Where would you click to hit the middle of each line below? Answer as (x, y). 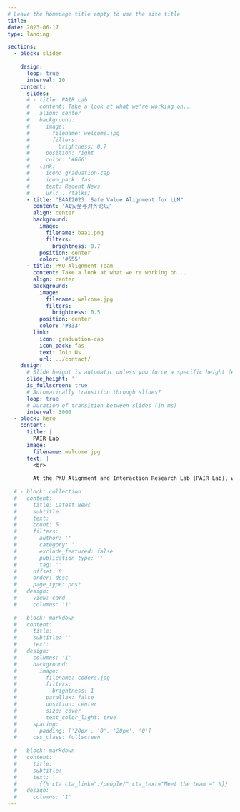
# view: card (40, 598)
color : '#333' (60, 326)
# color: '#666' (57, 160)
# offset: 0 (38, 571)
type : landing (29, 34)
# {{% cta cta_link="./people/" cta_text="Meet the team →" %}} (121, 784)
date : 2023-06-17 (33, 27)
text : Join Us (60, 352)
